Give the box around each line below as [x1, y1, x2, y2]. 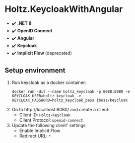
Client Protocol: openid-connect [19, 117, 83, 123]
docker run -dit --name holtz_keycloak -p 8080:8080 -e [11, 89, 130, 94]
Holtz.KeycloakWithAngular [4, 3, 123, 15]
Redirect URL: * [19, 133, 51, 139]
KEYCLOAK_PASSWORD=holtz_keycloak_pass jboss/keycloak [11, 98, 128, 103]
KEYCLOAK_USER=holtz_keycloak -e [11, 93, 81, 98]
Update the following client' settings [11, 122, 86, 128]
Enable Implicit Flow [19, 128, 61, 134]
